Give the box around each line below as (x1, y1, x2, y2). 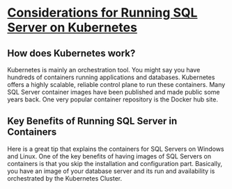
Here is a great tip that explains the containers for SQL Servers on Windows (7, 145, 224, 153)
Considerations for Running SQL (7, 5, 198, 21)
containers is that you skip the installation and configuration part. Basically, (7, 159, 223, 167)
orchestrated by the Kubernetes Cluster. (7, 174, 123, 182)
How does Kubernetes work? (7, 47, 136, 59)
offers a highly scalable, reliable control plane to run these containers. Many (7, 81, 226, 88)
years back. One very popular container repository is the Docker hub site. (7, 95, 218, 104)
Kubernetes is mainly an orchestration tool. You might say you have (7, 66, 201, 74)
